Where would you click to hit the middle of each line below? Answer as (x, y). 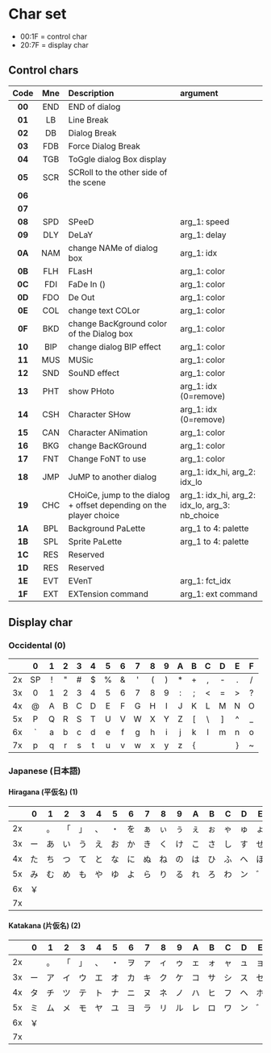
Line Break (88, 119)
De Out (81, 297)
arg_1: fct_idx (206, 580)
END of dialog (94, 107)
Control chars (44, 71)
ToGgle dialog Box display (117, 159)
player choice (94, 515)
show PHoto (91, 391)
